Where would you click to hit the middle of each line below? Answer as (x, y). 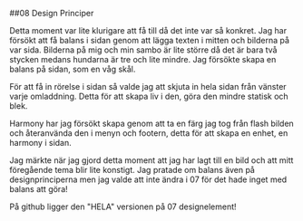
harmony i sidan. (41, 143)
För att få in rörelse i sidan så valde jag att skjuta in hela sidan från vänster (148, 86)
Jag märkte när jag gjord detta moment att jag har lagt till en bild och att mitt (151, 160)
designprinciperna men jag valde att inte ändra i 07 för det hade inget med (148, 179)
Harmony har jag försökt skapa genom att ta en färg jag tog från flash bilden (152, 123)
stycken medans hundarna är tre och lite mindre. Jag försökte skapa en (143, 59)
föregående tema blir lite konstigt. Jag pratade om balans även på (132, 170)
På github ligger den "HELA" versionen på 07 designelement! (123, 207)
